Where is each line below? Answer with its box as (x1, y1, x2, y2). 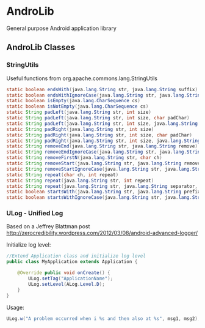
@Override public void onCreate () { (17, 270, 111, 276)
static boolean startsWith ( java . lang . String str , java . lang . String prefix (6, 188, 201, 195)
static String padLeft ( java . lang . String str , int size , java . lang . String (6, 121, 198, 127)
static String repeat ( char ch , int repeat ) (6, 171, 119, 178)
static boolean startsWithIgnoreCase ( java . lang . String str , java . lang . (6, 195, 192, 201)
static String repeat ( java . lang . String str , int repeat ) (6, 177, 154, 184)
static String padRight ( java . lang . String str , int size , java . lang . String (6, 138, 201, 144)
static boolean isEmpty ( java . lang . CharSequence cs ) (6, 98, 140, 104)
